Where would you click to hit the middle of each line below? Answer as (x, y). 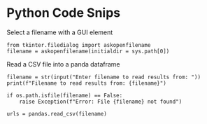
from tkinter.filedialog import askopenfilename (79, 45)
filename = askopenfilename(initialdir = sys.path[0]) (88, 51)
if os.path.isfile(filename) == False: (65, 95)
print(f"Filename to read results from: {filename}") (87, 83)
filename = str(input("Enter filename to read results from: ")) (103, 77)
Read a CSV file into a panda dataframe (63, 64)
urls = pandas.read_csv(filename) (57, 113)
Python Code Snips (63, 13)
